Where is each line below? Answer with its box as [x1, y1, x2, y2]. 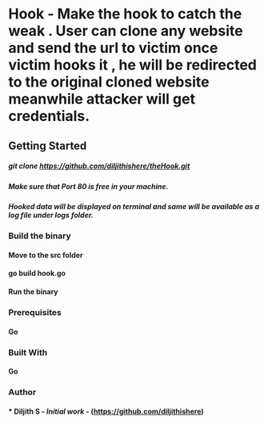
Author [8, 386, 37, 398]
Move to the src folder [8, 250, 83, 260]
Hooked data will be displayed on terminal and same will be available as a [8, 201, 260, 211]
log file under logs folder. [8, 210, 94, 220]
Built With [8, 346, 48, 357]
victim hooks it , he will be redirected [8, 56, 258, 75]
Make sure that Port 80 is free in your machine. [8, 181, 170, 191]
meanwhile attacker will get [8, 90, 196, 108]
